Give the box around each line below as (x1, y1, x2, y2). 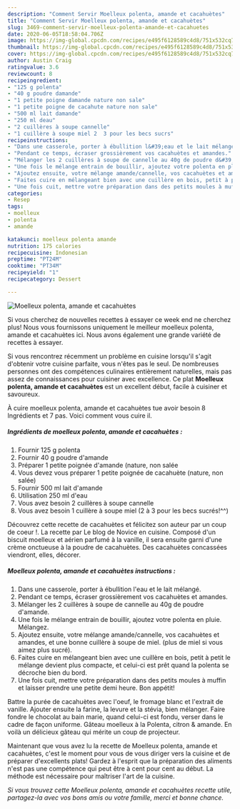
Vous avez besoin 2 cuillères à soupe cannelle (17, 498, 154, 507)
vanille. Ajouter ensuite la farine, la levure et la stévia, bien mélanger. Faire (7, 705, 226, 713)
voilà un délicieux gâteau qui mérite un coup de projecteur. (7, 728, 181, 736)
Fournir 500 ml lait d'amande (17, 483, 103, 492)
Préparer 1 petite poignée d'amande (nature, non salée (17, 461, 179, 469)
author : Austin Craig (7, 57, 72, 64)
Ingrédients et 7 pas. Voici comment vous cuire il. (7, 411, 152, 420)
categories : (7, 190, 43, 197)
